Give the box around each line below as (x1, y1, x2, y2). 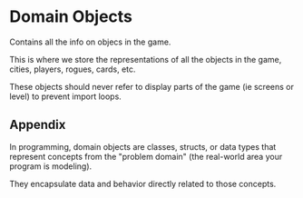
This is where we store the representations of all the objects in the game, (9, 54, 282, 64)
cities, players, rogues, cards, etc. (9, 64, 136, 74)
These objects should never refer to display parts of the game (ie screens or (9, 81, 295, 92)
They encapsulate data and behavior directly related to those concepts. (9, 178, 277, 189)
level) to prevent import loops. (9, 91, 122, 102)
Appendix (9, 117, 66, 133)
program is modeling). (9, 161, 93, 172)
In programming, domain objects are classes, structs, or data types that (9, 141, 277, 152)
